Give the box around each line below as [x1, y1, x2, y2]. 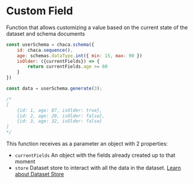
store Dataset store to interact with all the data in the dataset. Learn [14, 165, 182, 172]
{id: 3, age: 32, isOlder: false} [17, 118, 102, 124]
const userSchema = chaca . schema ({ [6, 42, 95, 48]
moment [14, 158, 36, 165]
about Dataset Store [14, 171, 64, 178]
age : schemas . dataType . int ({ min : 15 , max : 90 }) [17, 52, 143, 59]
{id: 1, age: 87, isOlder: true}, [17, 107, 102, 113]
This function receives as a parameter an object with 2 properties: [6, 140, 168, 147]
